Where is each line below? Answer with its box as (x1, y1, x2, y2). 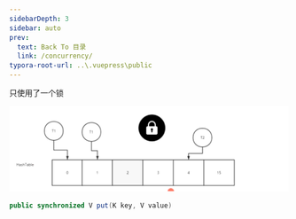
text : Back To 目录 (17, 43, 87, 51)
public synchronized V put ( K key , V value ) (9, 201, 173, 210)
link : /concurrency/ (17, 51, 93, 61)
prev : (9, 33, 29, 42)
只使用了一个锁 (9, 88, 64, 98)
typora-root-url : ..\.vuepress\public (9, 61, 152, 70)
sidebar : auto (9, 23, 62, 33)
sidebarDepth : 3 (9, 14, 69, 23)
